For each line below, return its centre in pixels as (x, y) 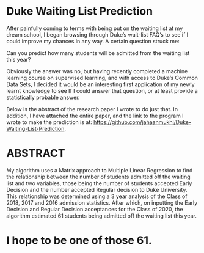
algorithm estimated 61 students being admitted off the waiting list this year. (101, 216)
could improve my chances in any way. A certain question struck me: (93, 41)
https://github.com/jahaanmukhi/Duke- (142, 122)
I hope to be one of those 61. (79, 240)
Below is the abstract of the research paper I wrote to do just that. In (92, 109)
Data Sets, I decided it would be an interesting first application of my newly (100, 84)
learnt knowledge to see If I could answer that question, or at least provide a (102, 90)
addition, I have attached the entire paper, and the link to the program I (95, 116)
